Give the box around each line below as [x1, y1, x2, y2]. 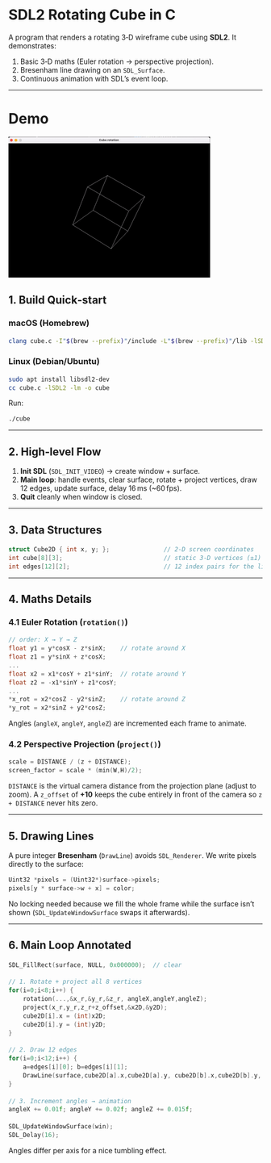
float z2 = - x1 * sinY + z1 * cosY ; [8, 678, 117, 687]
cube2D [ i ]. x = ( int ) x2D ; [23, 1011, 106, 1020]
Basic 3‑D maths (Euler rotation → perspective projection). [19, 56, 215, 66]
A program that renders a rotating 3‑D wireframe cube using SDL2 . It [8, 32, 236, 42]
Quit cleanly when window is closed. [19, 492, 143, 502]
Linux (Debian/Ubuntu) [8, 356, 100, 367]
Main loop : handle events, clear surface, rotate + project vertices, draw [19, 475, 258, 485]
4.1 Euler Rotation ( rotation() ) [8, 616, 128, 627]
